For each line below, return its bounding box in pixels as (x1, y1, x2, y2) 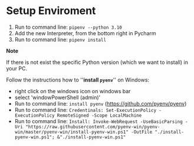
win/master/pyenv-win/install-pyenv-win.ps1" (14, 129, 129, 135)
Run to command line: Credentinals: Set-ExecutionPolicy (14, 106, 157, 113)
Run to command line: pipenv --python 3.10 (14, 23, 123, 30)
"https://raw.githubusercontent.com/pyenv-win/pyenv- (25, 124, 160, 130)
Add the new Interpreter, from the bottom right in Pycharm (14, 29, 156, 36)
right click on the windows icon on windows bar (14, 87, 131, 94)
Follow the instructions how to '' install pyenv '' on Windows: (6, 76, 149, 83)
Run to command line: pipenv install (14, 36, 107, 43)
